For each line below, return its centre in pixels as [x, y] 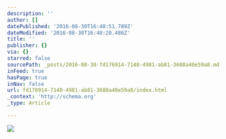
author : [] [23, 20]
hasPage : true [27, 77]
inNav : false [26, 84]
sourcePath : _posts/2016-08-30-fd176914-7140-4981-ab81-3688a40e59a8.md [113, 65]
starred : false [29, 58]
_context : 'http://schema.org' [52, 97]
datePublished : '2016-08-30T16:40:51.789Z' [70, 26]
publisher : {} [27, 45]
